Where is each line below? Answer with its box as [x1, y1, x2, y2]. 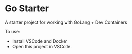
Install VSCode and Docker [12, 38, 68, 44]
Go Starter [5, 3, 49, 14]
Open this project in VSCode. [12, 43, 72, 49]
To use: [5, 28, 21, 34]
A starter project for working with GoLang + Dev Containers [5, 19, 128, 25]
